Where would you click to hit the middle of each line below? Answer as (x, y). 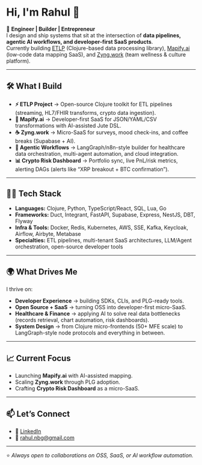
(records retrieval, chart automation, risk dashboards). (82, 320)
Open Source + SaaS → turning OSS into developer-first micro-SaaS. (100, 307)
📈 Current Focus (38, 358)
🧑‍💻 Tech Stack (34, 194)
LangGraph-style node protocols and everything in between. (90, 333)
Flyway (24, 221)
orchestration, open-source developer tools (69, 247)
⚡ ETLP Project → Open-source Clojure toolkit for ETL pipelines (93, 104)
